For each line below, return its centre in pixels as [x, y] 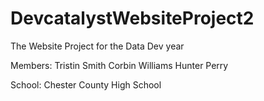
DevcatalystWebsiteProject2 [132, 18]
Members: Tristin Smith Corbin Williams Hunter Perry [119, 65]
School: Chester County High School [86, 84]
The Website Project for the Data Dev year [97, 46]
